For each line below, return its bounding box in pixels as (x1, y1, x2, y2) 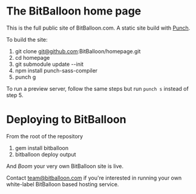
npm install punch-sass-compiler (15, 66, 98, 74)
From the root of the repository (6, 132, 83, 140)
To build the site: (6, 36, 48, 43)
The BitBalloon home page (6, 4, 142, 18)
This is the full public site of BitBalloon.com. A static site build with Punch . (6, 24, 191, 31)
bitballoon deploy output (15, 150, 76, 158)
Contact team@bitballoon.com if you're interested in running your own (6, 174, 182, 181)
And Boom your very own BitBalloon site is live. (6, 162, 124, 170)
